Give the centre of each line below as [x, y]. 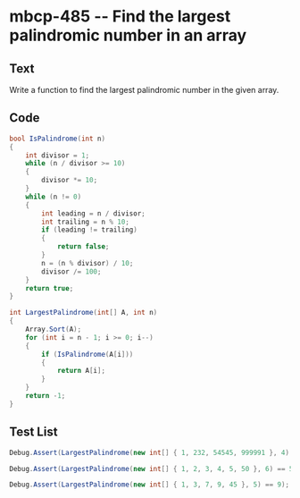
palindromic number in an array [128, 35]
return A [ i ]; [81, 371]
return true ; [50, 288]
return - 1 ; [46, 396]
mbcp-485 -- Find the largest [120, 17]
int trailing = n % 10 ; [85, 222]
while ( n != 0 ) [54, 197]
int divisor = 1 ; [58, 155]
